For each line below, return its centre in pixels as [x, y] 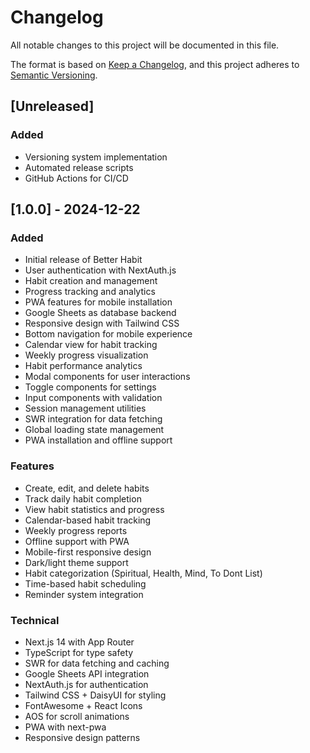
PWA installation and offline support [98, 440]
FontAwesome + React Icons [83, 705]
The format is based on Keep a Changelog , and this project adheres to [155, 64]
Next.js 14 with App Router [79, 642]
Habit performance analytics [83, 366]
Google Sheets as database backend [100, 313]
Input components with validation [93, 398]
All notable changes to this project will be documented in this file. [145, 45]
